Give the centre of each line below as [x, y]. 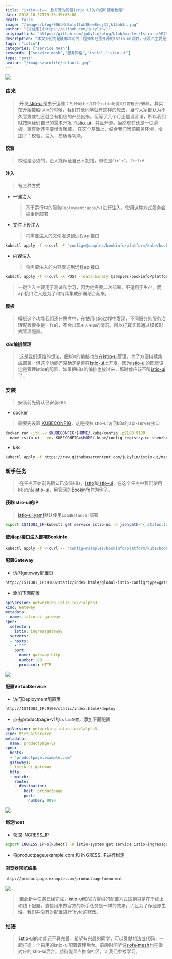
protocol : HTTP [35, 665]
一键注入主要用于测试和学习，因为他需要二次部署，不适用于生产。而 [90, 287]
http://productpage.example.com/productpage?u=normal [64, 879]
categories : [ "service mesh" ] [38, 48]
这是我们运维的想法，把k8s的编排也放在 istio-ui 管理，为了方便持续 [89, 356]
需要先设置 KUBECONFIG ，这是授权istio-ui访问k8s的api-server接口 [89, 423]
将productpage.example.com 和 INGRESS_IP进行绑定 [69, 855]
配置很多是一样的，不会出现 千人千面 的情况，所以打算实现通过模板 [91, 325]
